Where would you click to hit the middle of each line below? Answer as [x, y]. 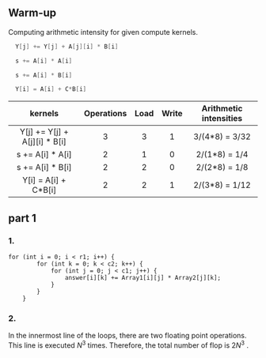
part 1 [23, 218]
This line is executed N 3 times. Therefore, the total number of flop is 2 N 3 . [129, 345]
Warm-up [32, 13]
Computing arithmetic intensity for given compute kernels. [103, 32]
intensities [222, 119]
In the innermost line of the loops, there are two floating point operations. [127, 336]
